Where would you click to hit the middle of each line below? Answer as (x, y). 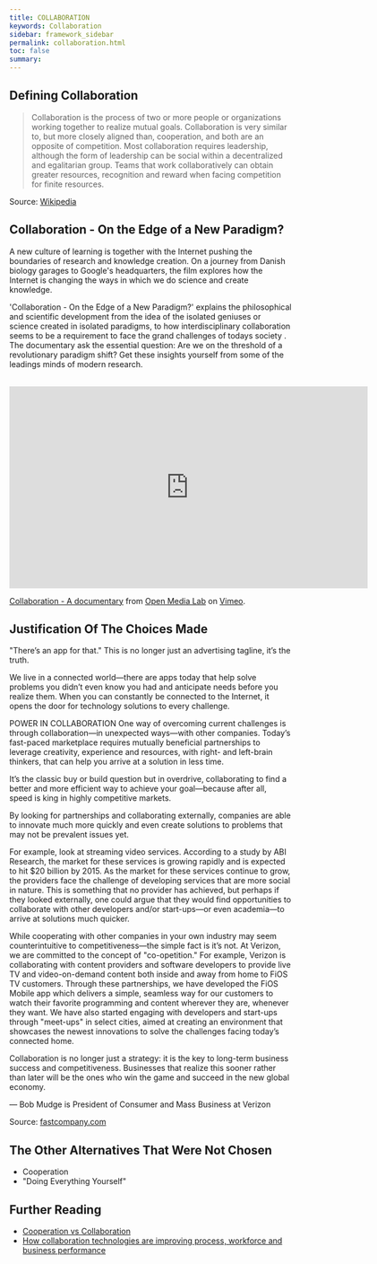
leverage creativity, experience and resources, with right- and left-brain (141, 752)
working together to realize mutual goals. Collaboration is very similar (159, 127)
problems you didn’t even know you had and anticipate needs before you (144, 687)
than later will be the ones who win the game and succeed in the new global (149, 1077)
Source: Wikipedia (43, 201)
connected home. (42, 1041)
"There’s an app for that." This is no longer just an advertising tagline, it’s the (150, 651)
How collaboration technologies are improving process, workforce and (152, 1241)
